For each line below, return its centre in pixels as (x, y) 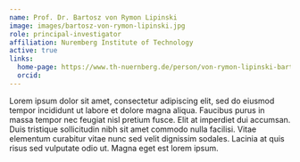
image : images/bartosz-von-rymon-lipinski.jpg (97, 26)
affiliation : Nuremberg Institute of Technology (101, 42)
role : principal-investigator (66, 34)
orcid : (29, 76)
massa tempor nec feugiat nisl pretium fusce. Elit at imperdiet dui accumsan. (150, 119)
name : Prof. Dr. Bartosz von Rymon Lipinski (93, 17)
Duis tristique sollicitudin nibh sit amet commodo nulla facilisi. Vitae (133, 129)
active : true (33, 51)
